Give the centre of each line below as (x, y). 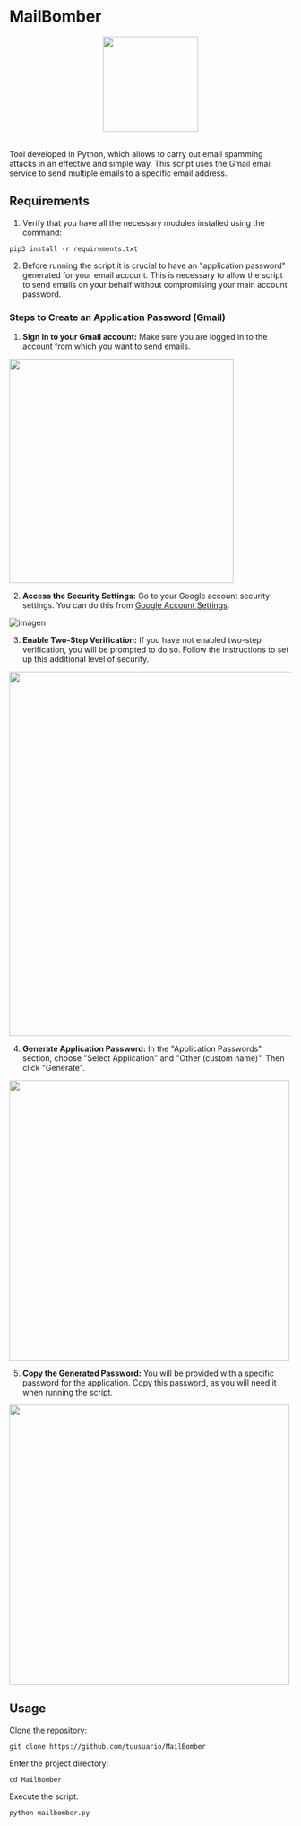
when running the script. (68, 1393)
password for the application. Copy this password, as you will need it (149, 1383)
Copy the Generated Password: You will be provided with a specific (148, 1373)
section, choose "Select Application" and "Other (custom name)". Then (153, 1058)
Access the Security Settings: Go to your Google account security (146, 596)
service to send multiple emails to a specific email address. (118, 173)
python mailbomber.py (50, 1813)
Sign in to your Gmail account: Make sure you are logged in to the (145, 337)
